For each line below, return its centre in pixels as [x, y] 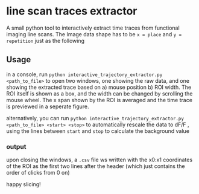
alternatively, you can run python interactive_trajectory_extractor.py [95, 118]
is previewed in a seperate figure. [48, 106]
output [16, 146]
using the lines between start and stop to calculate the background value [98, 131]
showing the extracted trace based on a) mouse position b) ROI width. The [99, 87]
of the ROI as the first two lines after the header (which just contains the [96, 166]
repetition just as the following [46, 40]
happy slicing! [24, 184]
